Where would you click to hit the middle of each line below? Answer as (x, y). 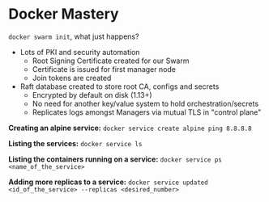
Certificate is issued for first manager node (104, 69)
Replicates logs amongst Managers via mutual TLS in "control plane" (147, 112)
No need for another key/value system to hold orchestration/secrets (145, 103)
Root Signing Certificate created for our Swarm (111, 61)
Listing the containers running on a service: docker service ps (115, 159)
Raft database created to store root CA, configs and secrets (120, 86)
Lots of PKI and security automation (80, 52)
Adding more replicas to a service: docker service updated (108, 182)
